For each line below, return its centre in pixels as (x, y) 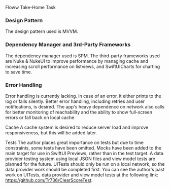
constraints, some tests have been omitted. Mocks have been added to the (83, 148)
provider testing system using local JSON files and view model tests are (80, 159)
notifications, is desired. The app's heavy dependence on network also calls (85, 106)
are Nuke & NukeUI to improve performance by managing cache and (77, 61)
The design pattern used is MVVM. (42, 31)
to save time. (19, 72)
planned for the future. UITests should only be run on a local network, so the (85, 164)
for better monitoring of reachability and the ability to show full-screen (79, 112)
